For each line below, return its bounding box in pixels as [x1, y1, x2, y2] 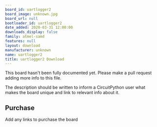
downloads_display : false [5, 30, 58, 34]
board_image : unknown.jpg [5, 12, 58, 16]
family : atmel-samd [5, 34, 45, 39]
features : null [5, 39, 36, 44]
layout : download [5, 43, 40, 48]
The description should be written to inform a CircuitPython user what [5, 84, 145, 90]
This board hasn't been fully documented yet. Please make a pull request [5, 70, 152, 76]
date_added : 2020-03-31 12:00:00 [5, 25, 73, 30]
